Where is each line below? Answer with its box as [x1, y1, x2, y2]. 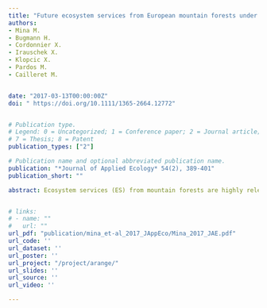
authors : [8, 19, 37, 27]
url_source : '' [8, 274, 59, 282]
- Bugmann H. [8, 33, 52, 42]
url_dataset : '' [8, 244, 62, 252]
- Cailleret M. [8, 71, 59, 79]
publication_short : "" [8, 171, 83, 179]
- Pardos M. [8, 64, 48, 71]
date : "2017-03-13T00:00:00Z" [8, 92, 109, 100]
